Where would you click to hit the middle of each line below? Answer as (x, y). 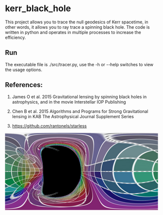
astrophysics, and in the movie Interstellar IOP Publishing (69, 102)
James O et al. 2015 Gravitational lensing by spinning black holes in (79, 97)
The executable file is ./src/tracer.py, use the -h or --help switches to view (79, 64)
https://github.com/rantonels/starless (49, 126)
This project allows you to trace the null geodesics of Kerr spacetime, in (77, 22)
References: (24, 85)
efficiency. (16, 37)
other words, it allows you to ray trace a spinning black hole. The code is (77, 27)
